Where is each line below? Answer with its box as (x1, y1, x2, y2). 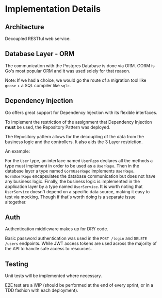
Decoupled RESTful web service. (5, 36, 71, 41)
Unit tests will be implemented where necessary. (5, 273, 102, 279)
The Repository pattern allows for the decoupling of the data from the (5, 133, 144, 139)
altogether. (5, 199, 27, 205)
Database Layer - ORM (5, 50, 75, 58)
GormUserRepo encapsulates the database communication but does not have (5, 173, 156, 179)
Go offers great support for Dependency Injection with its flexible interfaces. (5, 110, 158, 115)
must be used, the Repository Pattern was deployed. (5, 124, 111, 130)
